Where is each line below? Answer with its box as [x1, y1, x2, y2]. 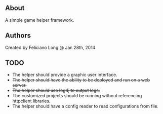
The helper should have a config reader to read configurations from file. [12, 103, 159, 109]
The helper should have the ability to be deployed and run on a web [12, 77, 150, 83]
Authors [5, 32, 31, 40]
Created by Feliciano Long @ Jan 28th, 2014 [5, 44, 95, 50]
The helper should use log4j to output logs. [12, 87, 100, 93]
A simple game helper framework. [5, 17, 74, 23]
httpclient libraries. [12, 98, 51, 104]
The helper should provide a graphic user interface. [12, 72, 118, 78]
